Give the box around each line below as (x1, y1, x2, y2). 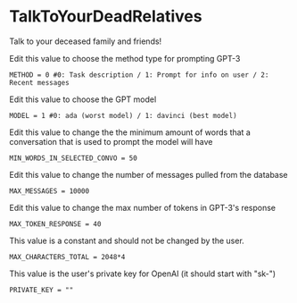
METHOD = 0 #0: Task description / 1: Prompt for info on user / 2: (9, 70, 269, 80)
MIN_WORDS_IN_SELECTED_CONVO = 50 (9, 154, 138, 163)
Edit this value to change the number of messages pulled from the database (9, 169, 288, 180)
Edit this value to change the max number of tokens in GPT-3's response (9, 202, 276, 213)
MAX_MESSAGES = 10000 (9, 186, 90, 196)
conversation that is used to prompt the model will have (9, 136, 213, 147)
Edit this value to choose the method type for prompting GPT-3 (9, 53, 241, 63)
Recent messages (9, 78, 70, 87)
